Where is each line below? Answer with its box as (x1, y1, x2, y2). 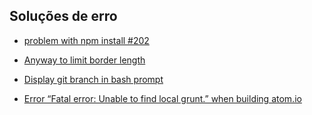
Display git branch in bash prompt (23, 73, 164, 85)
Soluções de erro (9, 8, 118, 25)
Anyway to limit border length (23, 54, 146, 66)
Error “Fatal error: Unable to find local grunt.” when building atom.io (23, 92, 302, 104)
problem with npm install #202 (23, 34, 150, 46)
